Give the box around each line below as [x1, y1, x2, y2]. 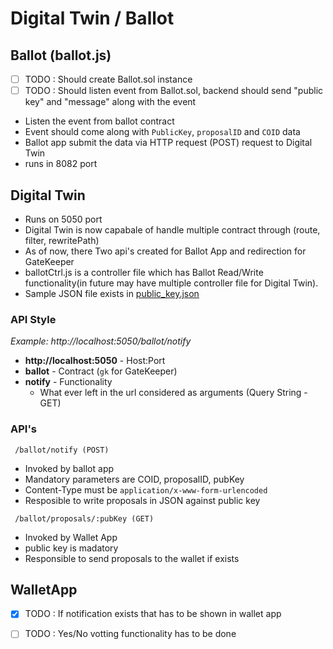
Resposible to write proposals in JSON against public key [24, 494, 261, 506]
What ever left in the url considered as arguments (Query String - [39, 387, 308, 399]
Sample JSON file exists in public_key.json [24, 287, 200, 299]
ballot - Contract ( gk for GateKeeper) [24, 365, 178, 377]
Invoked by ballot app [24, 462, 115, 474]
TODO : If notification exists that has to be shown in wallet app [24, 608, 282, 620]
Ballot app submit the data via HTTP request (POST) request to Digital [24, 137, 313, 149]
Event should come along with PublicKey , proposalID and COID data [24, 126, 301, 138]
